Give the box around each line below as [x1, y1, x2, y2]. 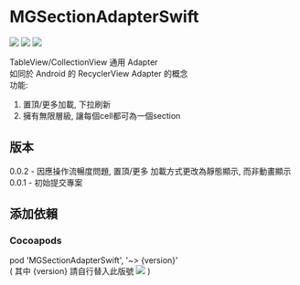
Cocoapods [9, 235, 62, 248]
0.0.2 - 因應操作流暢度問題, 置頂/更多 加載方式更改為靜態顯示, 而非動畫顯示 [9, 165, 292, 176]
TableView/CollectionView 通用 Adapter [9, 57, 158, 68]
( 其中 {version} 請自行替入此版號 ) [9, 266, 151, 277]
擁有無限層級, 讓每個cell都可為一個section [22, 110, 181, 121]
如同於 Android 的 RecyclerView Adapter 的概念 [9, 68, 188, 79]
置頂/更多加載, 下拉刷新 [22, 99, 112, 110]
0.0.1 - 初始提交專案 [9, 176, 83, 188]
